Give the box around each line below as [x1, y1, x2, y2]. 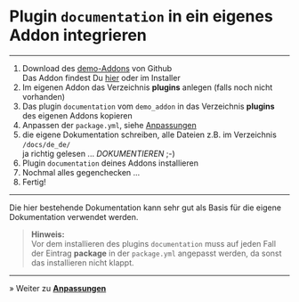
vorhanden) [21, 91, 65, 102]
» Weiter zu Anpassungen [9, 282, 107, 293]
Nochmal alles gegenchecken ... [21, 167, 141, 177]
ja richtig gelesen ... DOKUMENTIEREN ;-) [21, 148, 175, 159]
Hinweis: [30, 229, 65, 240]
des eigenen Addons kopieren [21, 110, 133, 121]
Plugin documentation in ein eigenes [9, 6, 273, 27]
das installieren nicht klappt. [30, 257, 135, 268]
